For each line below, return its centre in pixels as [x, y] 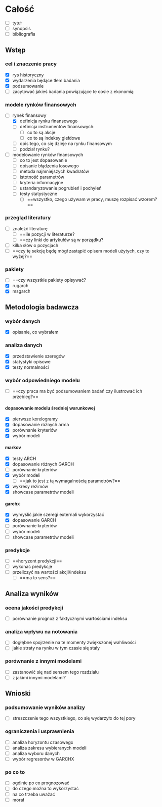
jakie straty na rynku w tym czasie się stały [56, 648]
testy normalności [31, 367]
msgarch [21, 291]
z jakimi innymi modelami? [39, 677]
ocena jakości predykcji [34, 607]
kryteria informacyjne [41, 183]
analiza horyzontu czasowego [43, 742]
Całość [20, 9]
